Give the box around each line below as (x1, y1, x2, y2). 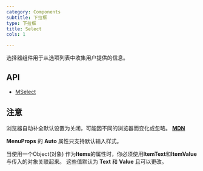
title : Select (6, 25, 42, 32)
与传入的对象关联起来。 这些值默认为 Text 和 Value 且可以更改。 (6, 158, 168, 165)
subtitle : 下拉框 (6, 15, 47, 21)
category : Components (6, 8, 61, 15)
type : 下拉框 (6, 20, 36, 26)
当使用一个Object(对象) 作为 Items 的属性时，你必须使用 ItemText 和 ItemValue (6, 150, 197, 158)
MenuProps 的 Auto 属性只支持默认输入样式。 (6, 137, 122, 144)
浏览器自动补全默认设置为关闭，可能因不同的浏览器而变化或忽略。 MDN (6, 124, 185, 132)
